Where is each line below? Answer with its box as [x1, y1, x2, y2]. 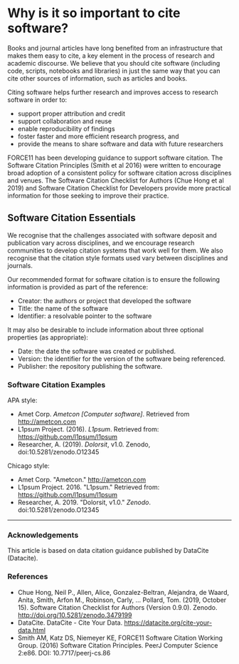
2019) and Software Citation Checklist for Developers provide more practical [7, 183, 231, 192]
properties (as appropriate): [7, 333, 89, 342]
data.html [17, 625, 46, 634]
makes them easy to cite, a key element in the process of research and [7, 51, 215, 60]
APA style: [7, 396, 38, 404]
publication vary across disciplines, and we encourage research [7, 238, 195, 247]
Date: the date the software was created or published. [17, 347, 176, 355]
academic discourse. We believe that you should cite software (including [7, 58, 221, 67]
